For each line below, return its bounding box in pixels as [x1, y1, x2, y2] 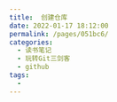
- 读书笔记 [17, 46, 52, 55]
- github [17, 63, 50, 72]
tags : [9, 71, 29, 80]
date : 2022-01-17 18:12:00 [9, 21, 109, 30]
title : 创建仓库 [9, 12, 68, 22]
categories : [9, 37, 53, 47]
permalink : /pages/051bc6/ [9, 29, 109, 38]
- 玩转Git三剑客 [17, 54, 71, 63]
